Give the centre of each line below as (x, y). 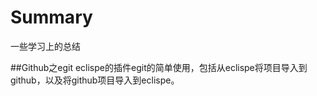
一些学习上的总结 (45, 46)
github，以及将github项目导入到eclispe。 (95, 80)
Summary (51, 17)
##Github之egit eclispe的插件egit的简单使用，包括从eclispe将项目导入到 (159, 67)
